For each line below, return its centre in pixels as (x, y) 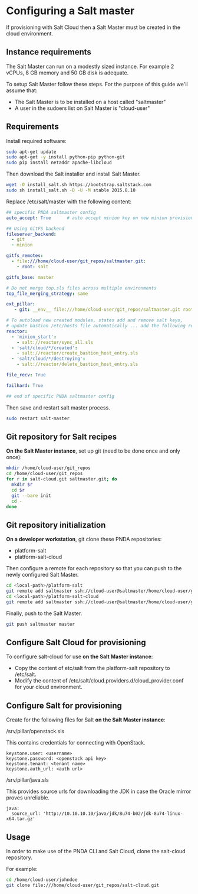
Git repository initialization (56, 525)
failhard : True (25, 385)
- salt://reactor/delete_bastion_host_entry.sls (77, 365)
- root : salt (33, 266)
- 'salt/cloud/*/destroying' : (48, 359)
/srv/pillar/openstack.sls (35, 732)
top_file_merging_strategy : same (47, 294)
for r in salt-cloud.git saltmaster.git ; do (62, 479)
